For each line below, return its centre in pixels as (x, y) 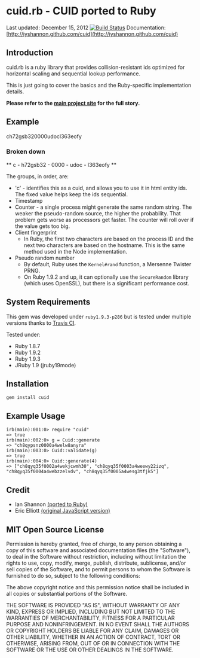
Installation (27, 384)
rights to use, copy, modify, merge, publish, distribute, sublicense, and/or (96, 563)
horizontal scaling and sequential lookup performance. (73, 74)
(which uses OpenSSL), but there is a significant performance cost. (107, 283)
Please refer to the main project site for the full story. (73, 103)
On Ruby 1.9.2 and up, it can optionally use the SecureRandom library (106, 277)
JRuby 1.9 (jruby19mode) (45, 365)
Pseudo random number (44, 258)
